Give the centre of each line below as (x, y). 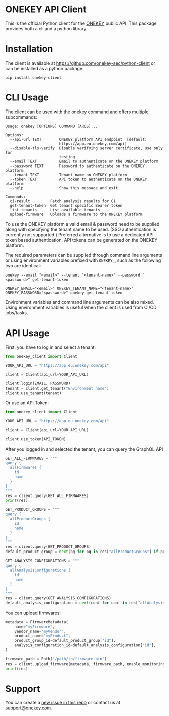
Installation (29, 49)
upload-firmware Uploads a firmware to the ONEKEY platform (76, 214)
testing (67, 157)
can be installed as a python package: (45, 68)
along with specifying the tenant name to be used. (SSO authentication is (81, 229)
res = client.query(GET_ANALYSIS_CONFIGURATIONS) (58, 598)
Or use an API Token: (27, 403)
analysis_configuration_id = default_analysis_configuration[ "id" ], (85, 645)
